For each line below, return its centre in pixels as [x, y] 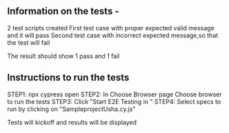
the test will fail [29, 42]
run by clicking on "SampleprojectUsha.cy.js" [71, 109]
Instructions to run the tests [68, 78]
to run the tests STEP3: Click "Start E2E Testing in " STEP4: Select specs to [114, 101]
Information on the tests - [63, 11]
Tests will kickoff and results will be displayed [72, 122]
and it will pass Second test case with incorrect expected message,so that [113, 35]
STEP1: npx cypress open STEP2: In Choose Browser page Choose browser [114, 94]
